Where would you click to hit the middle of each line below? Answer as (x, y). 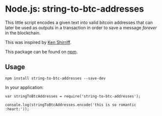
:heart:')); (17, 109)
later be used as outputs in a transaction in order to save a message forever (81, 27)
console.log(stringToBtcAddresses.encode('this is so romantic (71, 105)
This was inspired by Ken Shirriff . (38, 42)
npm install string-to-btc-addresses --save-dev (55, 78)
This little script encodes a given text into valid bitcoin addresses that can (79, 22)
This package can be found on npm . (41, 52)
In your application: (24, 87)
